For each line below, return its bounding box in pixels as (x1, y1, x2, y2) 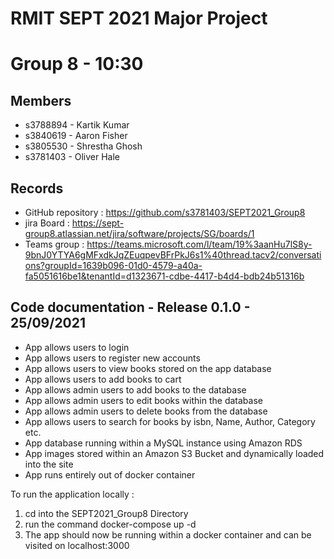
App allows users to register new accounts (24, 352, 201, 364)
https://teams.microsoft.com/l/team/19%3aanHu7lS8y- (86, 238, 313, 250)
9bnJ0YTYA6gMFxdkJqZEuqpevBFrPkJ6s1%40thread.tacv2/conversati (24, 249, 322, 261)
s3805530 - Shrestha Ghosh (24, 140, 143, 152)
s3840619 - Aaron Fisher (24, 130, 128, 142)
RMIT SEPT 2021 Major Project (10, 7, 268, 30)
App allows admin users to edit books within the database (24, 394, 263, 406)
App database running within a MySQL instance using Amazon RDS (24, 437, 303, 449)
